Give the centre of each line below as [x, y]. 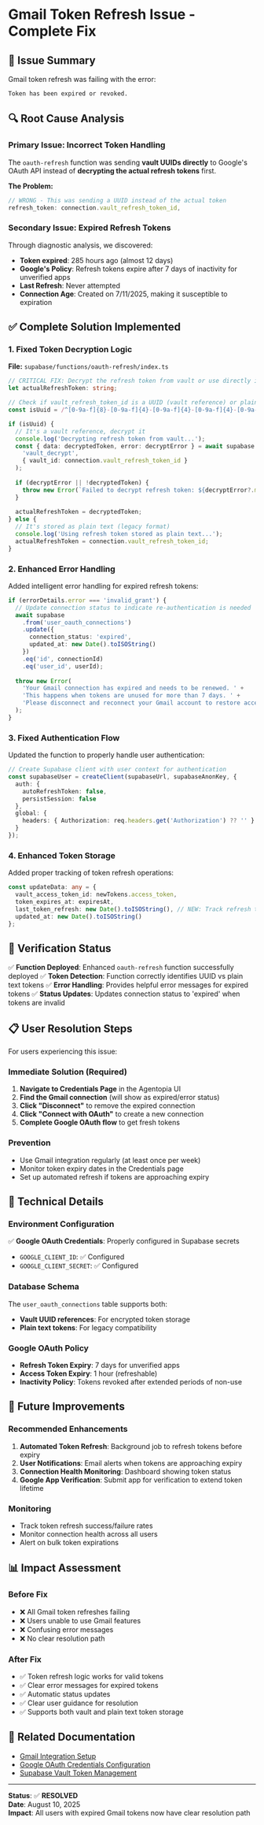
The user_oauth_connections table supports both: [88, 1304]
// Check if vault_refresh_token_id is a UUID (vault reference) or [123, 403]
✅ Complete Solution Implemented [94, 327]
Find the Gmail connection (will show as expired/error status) [119, 1098]
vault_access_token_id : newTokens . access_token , [96, 895]
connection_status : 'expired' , [80, 637]
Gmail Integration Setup [58, 1756]
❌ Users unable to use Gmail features [80, 1620]
